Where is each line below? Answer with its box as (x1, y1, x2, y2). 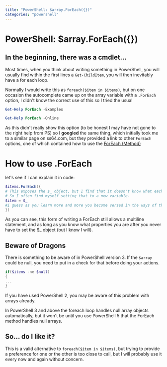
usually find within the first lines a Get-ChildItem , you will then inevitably (5, 72, 153, 78)
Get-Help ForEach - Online (5, 116, 59, 121)
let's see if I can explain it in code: (5, 175, 75, 181)
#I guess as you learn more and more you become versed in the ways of (5, 203, 157, 208)
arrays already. (5, 297, 36, 304)
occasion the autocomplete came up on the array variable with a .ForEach (5, 92, 156, 98)
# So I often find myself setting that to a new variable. (5, 193, 130, 198)
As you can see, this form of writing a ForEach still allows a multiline (5, 216, 144, 222)
